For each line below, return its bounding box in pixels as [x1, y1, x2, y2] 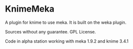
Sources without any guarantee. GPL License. [5, 29, 96, 34]
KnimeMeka [5, 3, 55, 15]
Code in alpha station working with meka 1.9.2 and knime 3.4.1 [5, 38, 129, 44]
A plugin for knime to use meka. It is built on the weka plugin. [5, 19, 127, 25]
